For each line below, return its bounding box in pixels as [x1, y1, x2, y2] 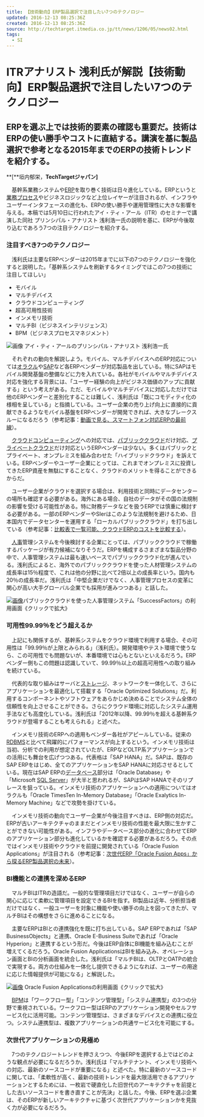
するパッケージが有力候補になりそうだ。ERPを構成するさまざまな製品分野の [6, 546, 197, 553]
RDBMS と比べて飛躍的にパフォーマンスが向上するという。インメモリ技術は [6, 738, 195, 745]
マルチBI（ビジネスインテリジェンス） [15, 322, 111, 329]
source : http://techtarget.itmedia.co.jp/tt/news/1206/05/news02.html [6, 26, 189, 32]
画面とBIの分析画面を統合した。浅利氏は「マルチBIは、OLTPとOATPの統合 [11, 955, 198, 963]
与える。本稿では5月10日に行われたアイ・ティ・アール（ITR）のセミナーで [6, 209, 192, 216]
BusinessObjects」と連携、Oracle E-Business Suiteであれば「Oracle [6, 932, 178, 939]
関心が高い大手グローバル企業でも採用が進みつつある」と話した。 [6, 584, 171, 592]
